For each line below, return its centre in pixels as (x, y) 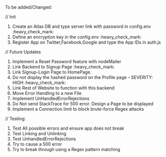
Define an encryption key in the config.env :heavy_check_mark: (77, 37)
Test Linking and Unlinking (39, 133)
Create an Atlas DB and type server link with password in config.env (82, 26)
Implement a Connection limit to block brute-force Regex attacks (78, 109)
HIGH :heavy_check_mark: (39, 82)
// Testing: (16, 118)
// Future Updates (23, 52)
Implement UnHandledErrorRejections (51, 98)
